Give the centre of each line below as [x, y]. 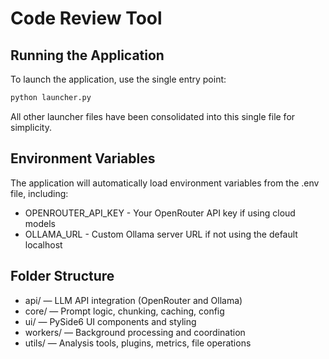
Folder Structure [62, 276]
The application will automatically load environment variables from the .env [165, 183]
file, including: [39, 193]
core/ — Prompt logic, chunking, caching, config [124, 311]
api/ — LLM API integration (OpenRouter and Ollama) [133, 300]
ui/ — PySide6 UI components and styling [110, 321]
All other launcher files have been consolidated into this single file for [153, 116]
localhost [43, 244]
